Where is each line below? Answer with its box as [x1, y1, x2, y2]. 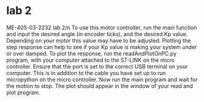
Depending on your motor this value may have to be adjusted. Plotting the [6, 37, 191, 44]
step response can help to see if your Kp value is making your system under [6, 43, 197, 51]
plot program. [6, 89, 41, 96]
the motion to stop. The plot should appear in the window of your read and [6, 82, 193, 89]
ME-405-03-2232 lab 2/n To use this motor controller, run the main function [6, 24, 197, 31]
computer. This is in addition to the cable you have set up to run [6, 69, 166, 76]
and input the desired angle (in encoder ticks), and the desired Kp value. [6, 30, 188, 37]
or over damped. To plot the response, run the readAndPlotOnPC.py [6, 49, 177, 57]
